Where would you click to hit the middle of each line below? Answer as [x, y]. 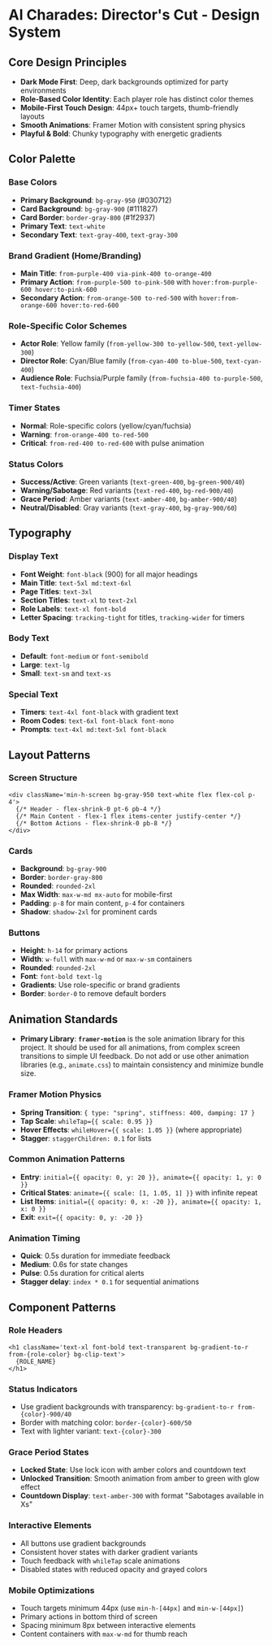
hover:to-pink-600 [66, 289]
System [35, 32]
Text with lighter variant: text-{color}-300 [91, 1431]
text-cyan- [244, 362]
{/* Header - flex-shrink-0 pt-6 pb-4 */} [89, 809]
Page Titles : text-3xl [56, 591]
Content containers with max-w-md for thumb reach [104, 1634]
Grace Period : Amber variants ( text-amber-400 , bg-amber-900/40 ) [129, 498]
